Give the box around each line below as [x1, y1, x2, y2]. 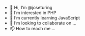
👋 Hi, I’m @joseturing [9, 5, 53, 10]
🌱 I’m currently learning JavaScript [9, 15, 80, 20]
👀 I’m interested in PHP [9, 10, 57, 16]
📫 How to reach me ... [9, 26, 56, 31]
